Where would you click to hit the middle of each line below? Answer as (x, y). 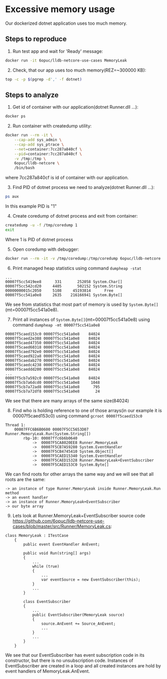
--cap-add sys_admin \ (38, 140)
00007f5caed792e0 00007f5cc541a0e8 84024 (53, 352)
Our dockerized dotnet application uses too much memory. (66, 23)
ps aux (12, 197)
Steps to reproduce (36, 39)
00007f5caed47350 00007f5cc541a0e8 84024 (53, 343)
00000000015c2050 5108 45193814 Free (59, 291)
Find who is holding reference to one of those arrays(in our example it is (87, 410)
